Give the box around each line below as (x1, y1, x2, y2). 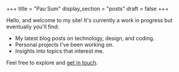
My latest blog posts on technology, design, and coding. (14, 35, 155, 41)
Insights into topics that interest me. (14, 47, 104, 55)
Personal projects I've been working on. (14, 41, 115, 48)
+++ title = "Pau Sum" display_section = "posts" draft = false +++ (6, 5, 169, 12)
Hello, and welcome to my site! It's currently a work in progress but (6, 17, 173, 23)
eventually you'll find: (6, 23, 59, 30)
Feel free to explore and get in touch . (6, 59, 98, 66)
